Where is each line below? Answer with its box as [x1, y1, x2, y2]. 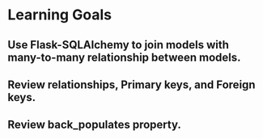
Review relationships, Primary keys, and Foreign [7, 78, 256, 91]
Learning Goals [7, 6, 112, 24]
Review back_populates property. [7, 118, 181, 132]
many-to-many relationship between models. [7, 50, 241, 64]
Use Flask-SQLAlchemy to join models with [7, 38, 230, 52]
